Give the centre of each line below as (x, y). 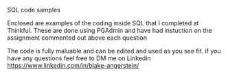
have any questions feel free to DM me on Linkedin (79, 58)
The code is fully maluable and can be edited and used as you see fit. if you (114, 51)
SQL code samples (34, 10)
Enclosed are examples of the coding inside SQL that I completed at (103, 23)
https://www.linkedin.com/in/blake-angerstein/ (73, 65)
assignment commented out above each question (77, 38)
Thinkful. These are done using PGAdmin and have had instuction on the (110, 30)
